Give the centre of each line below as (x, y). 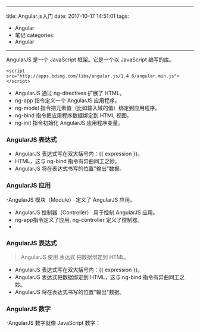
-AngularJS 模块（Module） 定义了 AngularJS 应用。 (71, 199)
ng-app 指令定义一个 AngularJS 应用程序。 (67, 101)
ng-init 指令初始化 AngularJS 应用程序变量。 (69, 123)
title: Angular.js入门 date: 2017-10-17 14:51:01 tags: (68, 16)
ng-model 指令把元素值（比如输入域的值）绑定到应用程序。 (87, 108)
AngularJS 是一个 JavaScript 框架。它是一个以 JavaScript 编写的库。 (90, 59)
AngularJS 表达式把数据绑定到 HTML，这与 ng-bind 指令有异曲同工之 (100, 277)
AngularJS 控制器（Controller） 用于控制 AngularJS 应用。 (86, 212)
